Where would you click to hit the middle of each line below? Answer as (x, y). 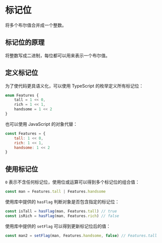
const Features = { (25, 133)
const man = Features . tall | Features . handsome (56, 192)
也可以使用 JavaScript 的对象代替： (42, 124)
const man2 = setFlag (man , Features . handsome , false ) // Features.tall (81, 235)
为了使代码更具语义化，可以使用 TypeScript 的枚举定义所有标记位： (74, 86)
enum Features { (22, 95)
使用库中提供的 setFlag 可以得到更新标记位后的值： (58, 226)
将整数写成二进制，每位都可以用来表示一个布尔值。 (58, 55)
